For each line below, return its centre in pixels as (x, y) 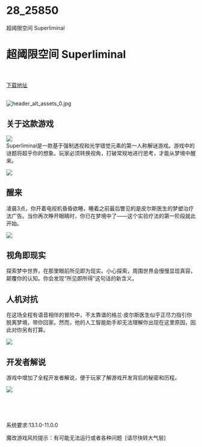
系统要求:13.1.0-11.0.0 (32, 425)
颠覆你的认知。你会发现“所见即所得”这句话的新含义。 (72, 279)
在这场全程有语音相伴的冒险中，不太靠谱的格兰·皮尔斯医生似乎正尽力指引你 (99, 315)
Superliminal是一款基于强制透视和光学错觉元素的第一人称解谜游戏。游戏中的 (101, 146)
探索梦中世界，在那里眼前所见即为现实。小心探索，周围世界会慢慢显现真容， (101, 271)
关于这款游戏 (30, 124)
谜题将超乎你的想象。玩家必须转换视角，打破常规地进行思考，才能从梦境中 (98, 153)
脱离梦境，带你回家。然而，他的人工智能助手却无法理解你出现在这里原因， (98, 322)
